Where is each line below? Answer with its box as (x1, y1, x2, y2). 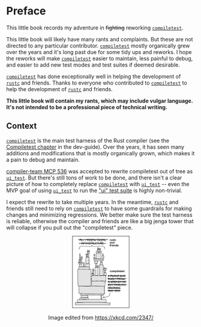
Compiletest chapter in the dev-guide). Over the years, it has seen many (6, 143, 185, 151)
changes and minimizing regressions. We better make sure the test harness (6, 211, 193, 218)
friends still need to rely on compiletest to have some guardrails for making (6, 205, 192, 212)
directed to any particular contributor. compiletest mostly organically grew (6, 42, 190, 49)
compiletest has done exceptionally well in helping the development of (6, 73, 181, 80)
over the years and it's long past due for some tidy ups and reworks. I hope (6, 48, 192, 55)
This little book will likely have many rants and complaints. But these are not (6, 35, 193, 43)
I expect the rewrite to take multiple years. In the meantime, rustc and (6, 198, 179, 205)
